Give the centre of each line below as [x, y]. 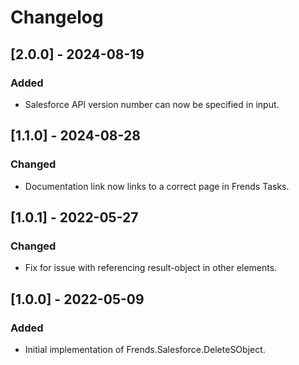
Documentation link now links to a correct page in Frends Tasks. [157, 186]
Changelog [57, 17]
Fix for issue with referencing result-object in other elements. [151, 268]
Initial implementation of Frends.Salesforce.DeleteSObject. [145, 349]
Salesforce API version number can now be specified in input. [152, 104]
